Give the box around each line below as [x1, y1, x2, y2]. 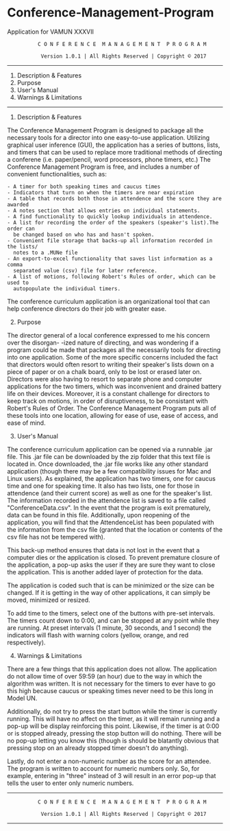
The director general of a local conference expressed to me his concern [7, 331, 210, 339]
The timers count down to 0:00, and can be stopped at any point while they [7, 616, 220, 624]
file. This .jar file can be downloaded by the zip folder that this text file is [7, 452, 211, 460]
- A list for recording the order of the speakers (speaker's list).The [7, 219, 219, 226]
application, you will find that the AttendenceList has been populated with [7, 518, 214, 526]
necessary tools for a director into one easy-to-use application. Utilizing [7, 133, 210, 141]
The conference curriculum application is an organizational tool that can [7, 297, 210, 305]
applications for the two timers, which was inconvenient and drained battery [7, 382, 222, 390]
